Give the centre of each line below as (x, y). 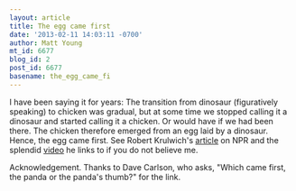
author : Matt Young (46, 43)
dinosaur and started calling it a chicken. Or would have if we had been (141, 121)
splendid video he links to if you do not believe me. (104, 150)
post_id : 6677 (36, 68)
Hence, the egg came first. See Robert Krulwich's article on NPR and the (144, 140)
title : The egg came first (60, 26)
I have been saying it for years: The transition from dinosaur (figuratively (143, 102)
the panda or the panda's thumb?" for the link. (95, 177)
